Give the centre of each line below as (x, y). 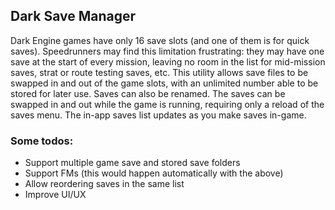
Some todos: (42, 141)
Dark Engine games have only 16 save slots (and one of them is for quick (160, 40)
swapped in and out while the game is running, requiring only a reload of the (167, 104)
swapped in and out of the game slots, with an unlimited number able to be (164, 83)
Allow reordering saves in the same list (104, 184)
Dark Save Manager (73, 16)
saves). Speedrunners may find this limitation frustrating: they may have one (167, 51)
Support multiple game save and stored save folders (132, 163)
